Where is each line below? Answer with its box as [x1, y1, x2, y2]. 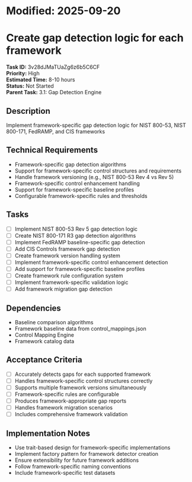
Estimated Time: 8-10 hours [6, 76, 75, 84]
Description [6, 106, 50, 116]
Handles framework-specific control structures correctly [14, 377, 153, 384]
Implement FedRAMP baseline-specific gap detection [14, 238, 145, 245]
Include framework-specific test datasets [14, 470, 116, 477]
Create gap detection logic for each [6, 31, 184, 45]
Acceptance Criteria [6, 355, 82, 365]
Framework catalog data [14, 338, 75, 344]
